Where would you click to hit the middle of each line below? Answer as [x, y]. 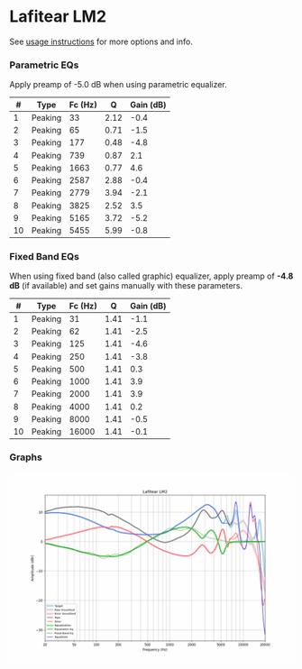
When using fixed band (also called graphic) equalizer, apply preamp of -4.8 [151, 276]
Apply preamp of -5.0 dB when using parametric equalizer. [118, 85]
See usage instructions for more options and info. [101, 41]
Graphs [26, 457]
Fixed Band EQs [44, 256]
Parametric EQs [44, 65]
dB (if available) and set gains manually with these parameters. [126, 286]
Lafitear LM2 [58, 17]
